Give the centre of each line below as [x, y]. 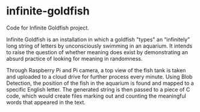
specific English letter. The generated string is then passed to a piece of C [98, 89]
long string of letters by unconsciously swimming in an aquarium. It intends [99, 46]
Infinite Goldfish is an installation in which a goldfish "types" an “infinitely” [98, 39]
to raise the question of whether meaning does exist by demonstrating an [97, 52]
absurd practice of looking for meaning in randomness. [74, 58]
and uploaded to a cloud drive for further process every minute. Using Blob [99, 76]
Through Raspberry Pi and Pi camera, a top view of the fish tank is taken [96, 70]
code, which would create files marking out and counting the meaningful [96, 96]
